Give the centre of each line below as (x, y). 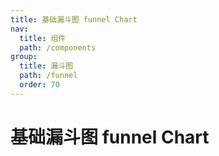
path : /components (58, 47)
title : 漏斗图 (46, 66)
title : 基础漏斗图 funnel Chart (74, 19)
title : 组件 (43, 38)
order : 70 (39, 85)
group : (24, 57)
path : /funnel (48, 76)
